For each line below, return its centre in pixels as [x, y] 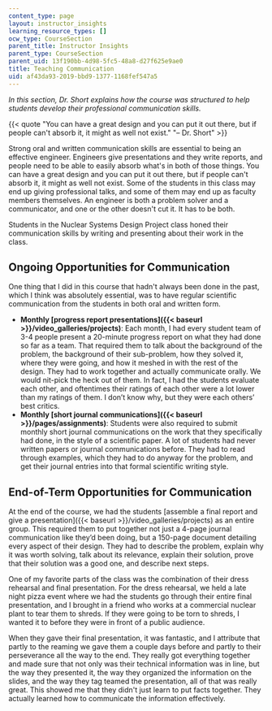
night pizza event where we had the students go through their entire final [130, 596]
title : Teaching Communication [61, 69]
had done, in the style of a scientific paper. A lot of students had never [138, 440]
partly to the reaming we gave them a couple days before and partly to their [135, 647]
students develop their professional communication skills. [105, 108]
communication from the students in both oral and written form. [114, 304]
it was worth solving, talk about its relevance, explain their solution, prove [131, 555]
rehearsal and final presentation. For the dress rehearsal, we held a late [127, 588]
